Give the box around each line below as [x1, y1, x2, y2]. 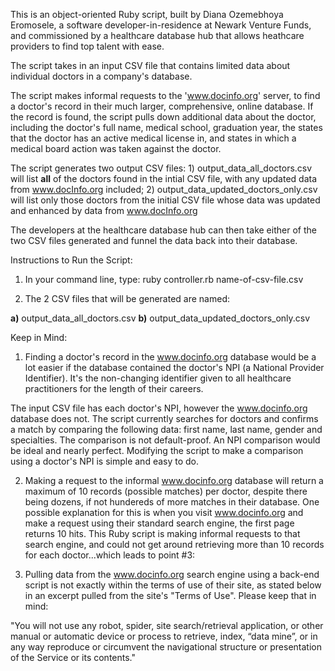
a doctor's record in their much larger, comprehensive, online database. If [10, 100, 314, 112]
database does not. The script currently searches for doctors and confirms [10, 413, 319, 424]
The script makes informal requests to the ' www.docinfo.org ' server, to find [10, 90, 321, 101]
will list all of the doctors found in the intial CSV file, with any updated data [10, 173, 318, 184]
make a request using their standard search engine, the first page [24, 517, 295, 529]
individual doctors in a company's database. [10, 70, 193, 82]
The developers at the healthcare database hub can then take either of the [10, 224, 317, 236]
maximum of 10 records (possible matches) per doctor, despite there [24, 485, 308, 497]
